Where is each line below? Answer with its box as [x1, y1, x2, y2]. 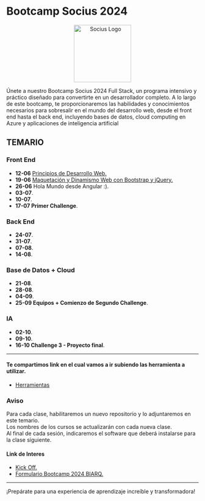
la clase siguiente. [6, 436, 52, 444]
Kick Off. [15, 464, 38, 471]
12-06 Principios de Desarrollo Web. [15, 169, 107, 177]
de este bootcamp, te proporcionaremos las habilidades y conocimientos [6, 100, 190, 108]
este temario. [6, 417, 40, 424]
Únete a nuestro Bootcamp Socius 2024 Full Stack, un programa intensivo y [6, 87, 197, 94]
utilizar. [6, 368, 26, 375]
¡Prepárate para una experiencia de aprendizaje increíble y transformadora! [6, 488, 196, 496]
